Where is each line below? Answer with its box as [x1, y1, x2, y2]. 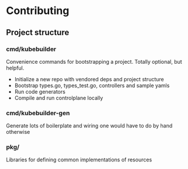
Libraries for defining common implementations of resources [6, 156, 152, 163]
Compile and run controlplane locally [14, 94, 103, 101]
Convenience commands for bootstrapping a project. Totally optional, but [6, 58, 182, 65]
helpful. [6, 64, 25, 71]
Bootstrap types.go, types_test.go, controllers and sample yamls [14, 82, 170, 89]
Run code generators [14, 88, 66, 95]
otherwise [6, 129, 30, 136]
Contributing [6, 4, 69, 18]
